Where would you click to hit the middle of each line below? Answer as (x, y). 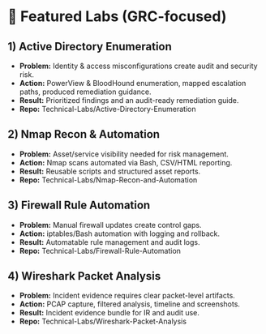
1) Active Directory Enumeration (90, 47)
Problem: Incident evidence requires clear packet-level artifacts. (127, 296)
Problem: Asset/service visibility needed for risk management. (124, 154)
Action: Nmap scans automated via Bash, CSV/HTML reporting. (126, 162)
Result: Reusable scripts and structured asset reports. (110, 171)
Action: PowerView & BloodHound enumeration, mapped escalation (133, 83)
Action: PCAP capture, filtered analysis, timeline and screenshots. (130, 304)
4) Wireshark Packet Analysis (84, 276)
